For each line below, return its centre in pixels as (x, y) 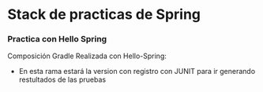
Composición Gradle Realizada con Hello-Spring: (87, 56)
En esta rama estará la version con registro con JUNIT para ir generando (137, 72)
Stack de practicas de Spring (104, 15)
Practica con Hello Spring (57, 39)
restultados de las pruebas (62, 79)
